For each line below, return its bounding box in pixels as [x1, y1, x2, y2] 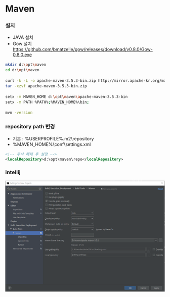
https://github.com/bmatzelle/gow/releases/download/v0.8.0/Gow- [12, 46, 153, 53]
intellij [5, 169, 21, 176]
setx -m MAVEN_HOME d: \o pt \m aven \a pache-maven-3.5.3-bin [5, 94, 128, 99]
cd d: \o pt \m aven [5, 68, 39, 73]
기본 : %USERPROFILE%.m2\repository [12, 135, 94, 141]
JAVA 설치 [12, 34, 34, 40]
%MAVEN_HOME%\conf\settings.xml [12, 141, 91, 147]
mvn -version [5, 110, 33, 115]
